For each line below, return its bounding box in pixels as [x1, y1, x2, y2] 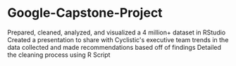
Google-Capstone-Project [7, 5, 163, 21]
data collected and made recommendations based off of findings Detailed [7, 43, 222, 51]
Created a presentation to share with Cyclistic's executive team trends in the [7, 35, 229, 44]
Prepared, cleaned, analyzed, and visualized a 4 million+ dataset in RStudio [7, 28, 226, 37]
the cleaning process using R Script [7, 51, 111, 59]
